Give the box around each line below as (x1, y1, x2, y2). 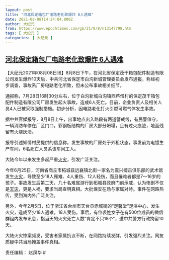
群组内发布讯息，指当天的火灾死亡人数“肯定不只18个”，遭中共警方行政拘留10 (5, 215, 164, 221)
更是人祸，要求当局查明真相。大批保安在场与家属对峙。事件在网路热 (22, 186, 164, 192)
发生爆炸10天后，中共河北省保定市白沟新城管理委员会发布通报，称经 (14, 76, 155, 82)
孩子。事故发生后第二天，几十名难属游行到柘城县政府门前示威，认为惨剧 (5, 180, 155, 186)
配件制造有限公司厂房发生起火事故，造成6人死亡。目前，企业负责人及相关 (5, 99, 158, 105)
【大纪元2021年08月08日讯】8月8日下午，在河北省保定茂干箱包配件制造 (5, 69, 155, 75)
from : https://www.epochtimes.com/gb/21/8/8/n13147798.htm (5, 26, 132, 31)
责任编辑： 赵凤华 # (5, 249, 46, 255)
